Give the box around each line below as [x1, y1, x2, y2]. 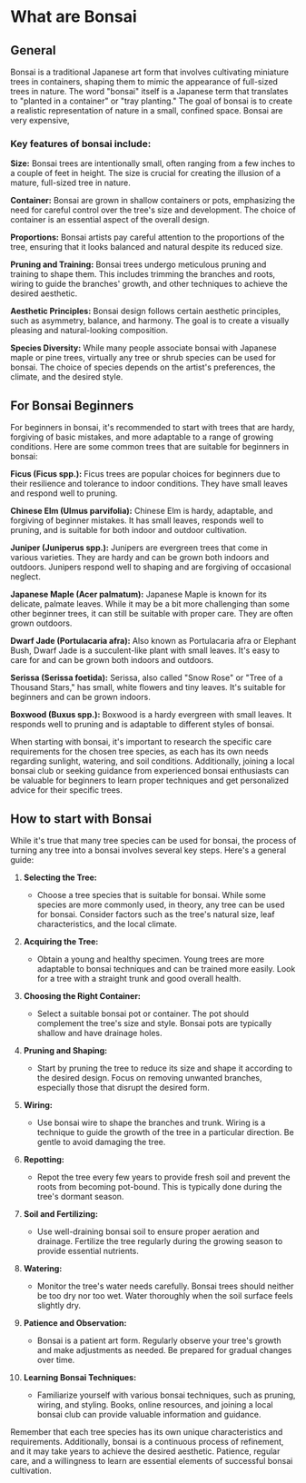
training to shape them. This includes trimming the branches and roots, [10, 269, 276, 280]
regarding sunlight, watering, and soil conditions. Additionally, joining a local [10, 756, 295, 766]
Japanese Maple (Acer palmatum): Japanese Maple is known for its [10, 588, 267, 600]
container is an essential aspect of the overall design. [10, 214, 210, 225]
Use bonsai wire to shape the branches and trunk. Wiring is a [36, 1117, 266, 1128]
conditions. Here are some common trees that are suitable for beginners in [10, 441, 290, 452]
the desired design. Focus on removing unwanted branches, [36, 1072, 262, 1083]
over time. [36, 1354, 75, 1365]
